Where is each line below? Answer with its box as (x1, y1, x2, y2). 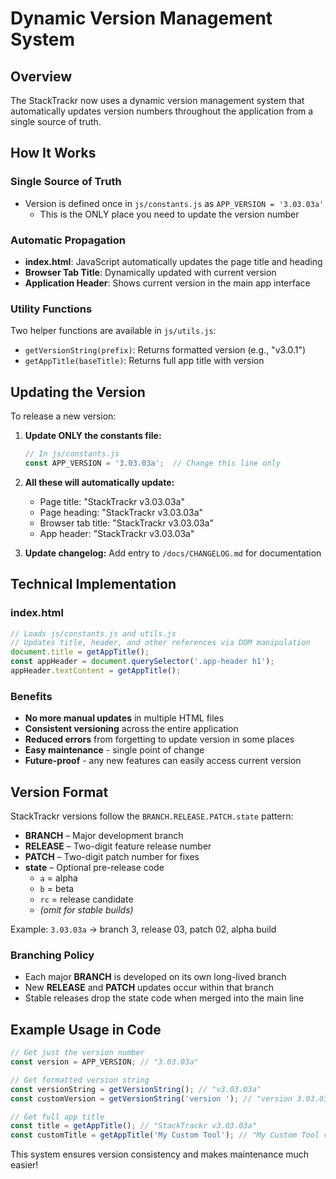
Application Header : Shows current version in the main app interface (24, 277, 311, 289)
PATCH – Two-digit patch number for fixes (24, 851, 200, 863)
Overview (10, 68, 73, 85)
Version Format (10, 783, 109, 801)
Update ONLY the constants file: (24, 430, 162, 442)
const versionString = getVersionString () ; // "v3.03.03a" (10, 1084, 262, 1094)
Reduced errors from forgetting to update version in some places (24, 733, 295, 746)
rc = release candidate (39, 893, 134, 906)
